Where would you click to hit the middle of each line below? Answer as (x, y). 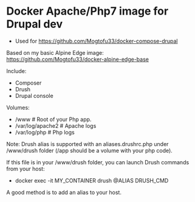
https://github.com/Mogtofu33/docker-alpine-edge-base (77, 59)
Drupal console (34, 96)
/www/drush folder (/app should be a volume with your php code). (90, 150)
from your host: (26, 169)
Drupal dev (35, 24)
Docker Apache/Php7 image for (87, 11)
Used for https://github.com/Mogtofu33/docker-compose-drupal (96, 41)
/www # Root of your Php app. (53, 119)
